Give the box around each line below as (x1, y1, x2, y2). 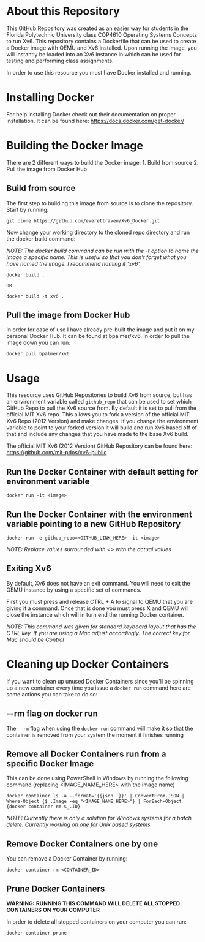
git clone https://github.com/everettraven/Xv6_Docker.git (6, 217, 160, 224)
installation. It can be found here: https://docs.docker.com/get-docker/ (6, 117, 185, 124)
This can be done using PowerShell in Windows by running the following (6, 775, 188, 782)
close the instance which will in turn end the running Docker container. (6, 611, 185, 618)
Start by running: (6, 206, 49, 213)
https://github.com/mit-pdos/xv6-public (6, 449, 107, 456)
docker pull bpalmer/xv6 (6, 351, 70, 357)
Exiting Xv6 (6, 563, 52, 574)
